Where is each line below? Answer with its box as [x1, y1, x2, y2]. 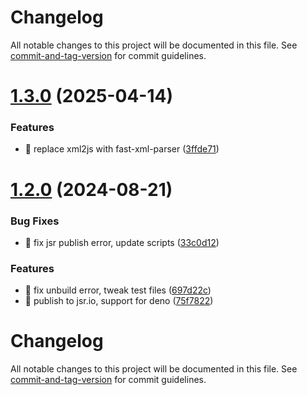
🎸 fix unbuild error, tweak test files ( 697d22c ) [24, 284, 212, 296]
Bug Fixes [10, 214, 60, 228]
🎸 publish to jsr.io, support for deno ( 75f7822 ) [24, 295, 214, 307]
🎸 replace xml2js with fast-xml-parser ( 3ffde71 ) [24, 143, 220, 155]
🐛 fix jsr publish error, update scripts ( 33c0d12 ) [24, 236, 220, 248]
